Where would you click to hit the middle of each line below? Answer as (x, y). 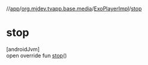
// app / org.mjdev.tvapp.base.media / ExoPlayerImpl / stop (74, 9)
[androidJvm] (23, 49)
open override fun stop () (37, 55)
